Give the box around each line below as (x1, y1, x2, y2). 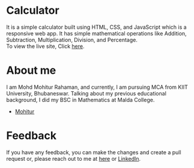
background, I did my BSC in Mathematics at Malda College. (6, 96, 155, 103)
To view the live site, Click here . (6, 43, 85, 50)
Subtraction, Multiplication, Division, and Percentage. (6, 36, 138, 43)
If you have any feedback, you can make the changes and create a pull (6, 148, 181, 156)
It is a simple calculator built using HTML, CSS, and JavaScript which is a (6, 23, 187, 31)
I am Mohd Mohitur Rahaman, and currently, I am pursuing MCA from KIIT (6, 83, 188, 91)
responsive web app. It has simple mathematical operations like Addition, (6, 29, 187, 37)
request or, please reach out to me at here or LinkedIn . (6, 155, 141, 162)
